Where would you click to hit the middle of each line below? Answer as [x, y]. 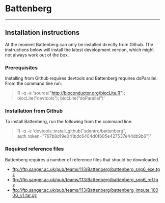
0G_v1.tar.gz [25, 195]
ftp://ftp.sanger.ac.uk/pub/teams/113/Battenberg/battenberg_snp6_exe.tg [86, 169]
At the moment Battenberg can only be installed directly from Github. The [79, 44]
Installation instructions [42, 33]
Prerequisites [21, 68]
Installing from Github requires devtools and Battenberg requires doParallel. [82, 78]
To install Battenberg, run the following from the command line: [69, 122]
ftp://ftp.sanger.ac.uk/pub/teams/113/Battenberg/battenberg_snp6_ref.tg [85, 179]
